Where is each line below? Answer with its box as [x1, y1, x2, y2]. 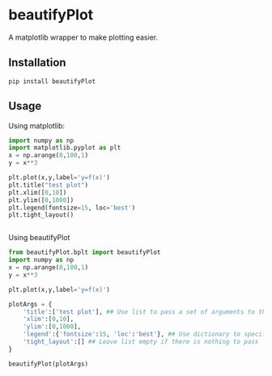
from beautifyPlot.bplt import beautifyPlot [8, 248, 161, 256]
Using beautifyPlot [8, 233, 70, 243]
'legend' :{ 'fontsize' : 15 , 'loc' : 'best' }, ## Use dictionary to [23, 330, 241, 339]
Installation [8, 56, 66, 70]
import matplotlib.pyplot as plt [8, 144, 121, 152]
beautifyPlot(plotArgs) [8, 360, 89, 368]
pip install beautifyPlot [8, 77, 96, 86]
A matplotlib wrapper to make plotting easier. [8, 32, 159, 42]
